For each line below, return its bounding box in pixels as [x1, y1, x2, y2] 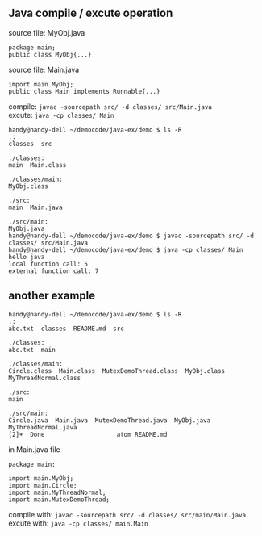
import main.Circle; [8, 481, 78, 489]
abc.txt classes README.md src [8, 325, 125, 333]
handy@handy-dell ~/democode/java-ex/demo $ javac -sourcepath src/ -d [8, 232, 254, 240]
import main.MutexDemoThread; [8, 496, 110, 504]
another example [8, 289, 96, 303]
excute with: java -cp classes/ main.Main [8, 518, 148, 528]
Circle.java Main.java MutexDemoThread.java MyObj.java [8, 416, 211, 425]
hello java [8, 253, 45, 261]
